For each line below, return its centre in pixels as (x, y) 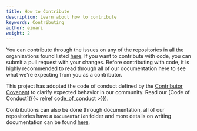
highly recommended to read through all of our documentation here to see (96, 68)
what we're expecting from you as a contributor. (64, 75)
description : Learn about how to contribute (61, 17)
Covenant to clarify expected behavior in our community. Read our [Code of (98, 92)
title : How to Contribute (38, 11)
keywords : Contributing (35, 22)
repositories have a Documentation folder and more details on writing (89, 116)
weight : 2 (18, 33)
